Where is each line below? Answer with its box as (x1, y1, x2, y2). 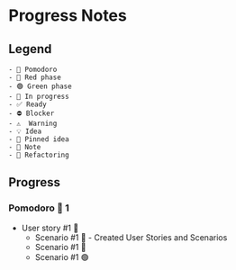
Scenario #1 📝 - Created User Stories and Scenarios (34, 231, 228, 243)
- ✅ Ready (8, 100, 47, 109)
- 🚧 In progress (8, 92, 69, 101)
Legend (8, 41, 52, 57)
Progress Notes (8, 5, 127, 26)
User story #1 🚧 (21, 222, 79, 233)
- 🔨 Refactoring (8, 150, 69, 159)
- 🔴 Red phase (8, 73, 62, 82)
